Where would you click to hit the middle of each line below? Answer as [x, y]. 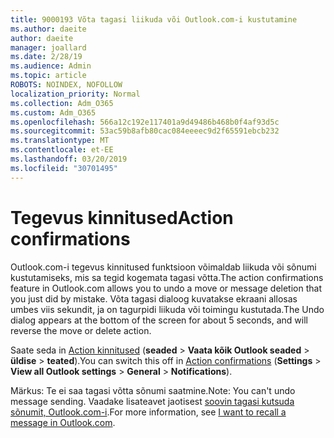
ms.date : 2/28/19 [46, 57]
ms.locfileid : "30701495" [64, 168]
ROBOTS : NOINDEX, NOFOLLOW [66, 85]
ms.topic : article [48, 76]
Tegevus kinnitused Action [122, 217]
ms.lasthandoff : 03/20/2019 [69, 159]
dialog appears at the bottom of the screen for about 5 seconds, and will [159, 320]
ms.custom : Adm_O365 [53, 112]
